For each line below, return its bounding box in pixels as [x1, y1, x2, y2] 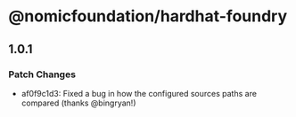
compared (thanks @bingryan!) [21, 97, 136, 108]
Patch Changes [8, 68, 77, 81]
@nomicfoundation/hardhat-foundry [8, 6, 288, 27]
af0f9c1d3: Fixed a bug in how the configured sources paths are [21, 88, 258, 98]
